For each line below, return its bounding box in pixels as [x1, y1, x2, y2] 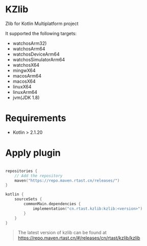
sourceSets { [14, 196, 42, 202]
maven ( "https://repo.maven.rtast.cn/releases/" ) [14, 178, 120, 183]
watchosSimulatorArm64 [12, 56, 65, 62]
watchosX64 [12, 62, 40, 68]
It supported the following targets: [5, 30, 77, 36]
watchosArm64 [12, 45, 45, 52]
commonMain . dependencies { [23, 202, 81, 207]
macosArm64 [12, 72, 42, 79]
